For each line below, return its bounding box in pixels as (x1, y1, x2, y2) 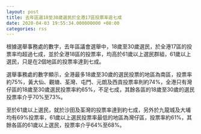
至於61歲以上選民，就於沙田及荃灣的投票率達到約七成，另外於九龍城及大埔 (6, 106, 191, 113)
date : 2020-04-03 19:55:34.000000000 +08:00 (6, 20, 120, 26)
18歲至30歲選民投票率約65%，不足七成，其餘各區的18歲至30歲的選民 (22, 86, 195, 94)
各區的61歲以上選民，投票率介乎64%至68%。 (11, 121, 125, 129)
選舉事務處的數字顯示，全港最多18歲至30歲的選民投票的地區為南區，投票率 (6, 71, 193, 78)
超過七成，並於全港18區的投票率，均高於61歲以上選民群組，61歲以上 (22, 51, 191, 58)
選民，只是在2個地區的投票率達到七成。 (6, 58, 105, 65)
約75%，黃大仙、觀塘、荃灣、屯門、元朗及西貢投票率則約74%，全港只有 (6, 78, 187, 86)
